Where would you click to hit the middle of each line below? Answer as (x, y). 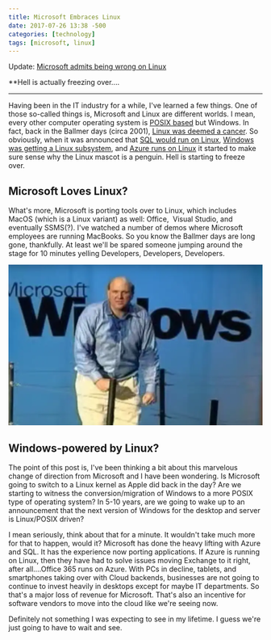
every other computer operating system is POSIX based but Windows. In (129, 123)
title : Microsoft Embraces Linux (65, 17)
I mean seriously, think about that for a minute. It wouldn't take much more (132, 535)
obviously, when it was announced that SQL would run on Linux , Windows (131, 140)
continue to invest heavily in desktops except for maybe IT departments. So (134, 587)
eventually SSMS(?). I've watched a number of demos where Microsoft (126, 228)
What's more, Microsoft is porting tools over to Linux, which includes (123, 211)
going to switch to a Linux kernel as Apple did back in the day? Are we (125, 485)
